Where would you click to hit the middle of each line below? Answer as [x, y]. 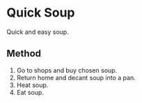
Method [24, 54]
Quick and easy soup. [38, 32]
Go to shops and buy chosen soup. [67, 70]
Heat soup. [32, 85]
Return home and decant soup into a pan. [76, 77]
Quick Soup [41, 13]
